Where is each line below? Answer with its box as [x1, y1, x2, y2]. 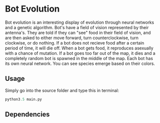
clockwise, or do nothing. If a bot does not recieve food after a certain [5, 40, 145, 46]
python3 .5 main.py [5, 97, 42, 102]
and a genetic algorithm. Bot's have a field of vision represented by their [5, 24, 149, 30]
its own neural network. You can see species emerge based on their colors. [5, 61, 156, 66]
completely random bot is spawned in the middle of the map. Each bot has [5, 55, 153, 61]
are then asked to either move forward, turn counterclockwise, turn [5, 35, 139, 41]
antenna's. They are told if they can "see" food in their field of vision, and [5, 30, 151, 35]
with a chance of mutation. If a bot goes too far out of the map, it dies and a [5, 50, 156, 56]
